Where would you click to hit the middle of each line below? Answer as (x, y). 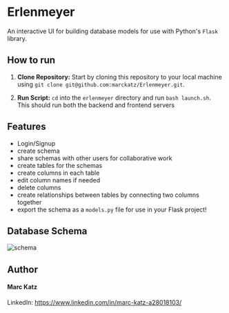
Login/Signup (36, 143)
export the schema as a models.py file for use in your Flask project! (112, 209)
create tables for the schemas (60, 165)
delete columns (39, 187)
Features (27, 127)
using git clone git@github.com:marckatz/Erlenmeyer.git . (101, 84)
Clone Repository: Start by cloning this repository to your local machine (119, 77)
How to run (31, 60)
